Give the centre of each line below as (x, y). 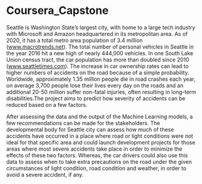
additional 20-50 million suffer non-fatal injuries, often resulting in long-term (101, 92)
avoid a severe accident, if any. (45, 174)
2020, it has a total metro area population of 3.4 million (75, 40)
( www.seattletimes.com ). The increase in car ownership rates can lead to (97, 66)
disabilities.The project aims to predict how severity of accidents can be (96, 98)
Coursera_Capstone (57, 11)
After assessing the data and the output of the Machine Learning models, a (100, 117)
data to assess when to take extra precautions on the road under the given (99, 162)
